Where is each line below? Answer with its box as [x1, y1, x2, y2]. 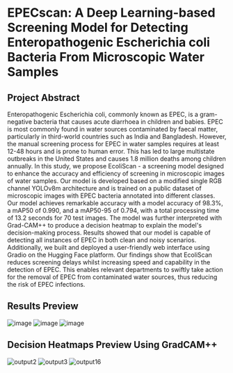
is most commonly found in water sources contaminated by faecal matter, [7, 125, 218, 133]
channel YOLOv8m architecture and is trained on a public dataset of [7, 184, 202, 192]
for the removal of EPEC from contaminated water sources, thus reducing [7, 273, 218, 281]
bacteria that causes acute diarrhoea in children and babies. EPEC [33, 118, 224, 126]
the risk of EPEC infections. [7, 280, 86, 288]
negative [7, 118, 33, 126]
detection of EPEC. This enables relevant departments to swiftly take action [7, 266, 223, 273]
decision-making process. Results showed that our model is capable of [7, 228, 211, 237]
